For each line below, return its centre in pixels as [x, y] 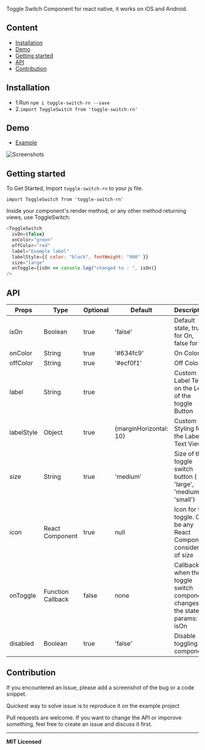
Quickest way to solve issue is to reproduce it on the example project [93, 705]
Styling [184, 428]
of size [183, 555]
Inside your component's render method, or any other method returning [96, 211]
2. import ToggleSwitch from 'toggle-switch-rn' [77, 109]
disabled [22, 643]
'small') [184, 499]
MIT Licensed [24, 741]
